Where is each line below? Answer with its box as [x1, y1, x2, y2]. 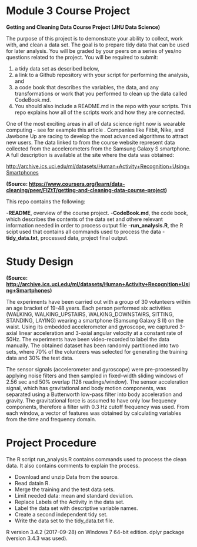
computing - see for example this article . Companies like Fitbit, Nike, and [6, 126, 184, 133]
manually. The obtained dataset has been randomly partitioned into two [6, 342, 179, 349]
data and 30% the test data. [6, 354, 74, 361]
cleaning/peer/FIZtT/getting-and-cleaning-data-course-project [6, 186, 166, 193]
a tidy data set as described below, [14, 65, 100, 72]
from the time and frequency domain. [6, 415, 96, 422]
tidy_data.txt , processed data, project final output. [6, 234, 129, 241]
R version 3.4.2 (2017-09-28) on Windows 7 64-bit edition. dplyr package [6, 528, 185, 535]
